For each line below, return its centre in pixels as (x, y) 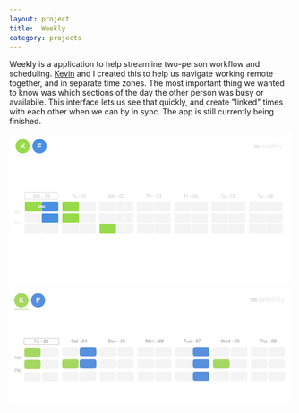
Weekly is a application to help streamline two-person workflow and (135, 64)
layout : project (39, 19)
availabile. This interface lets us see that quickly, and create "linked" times (146, 102)
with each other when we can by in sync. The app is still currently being (142, 112)
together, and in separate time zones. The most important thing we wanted (147, 83)
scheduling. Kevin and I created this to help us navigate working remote (141, 74)
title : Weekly (38, 28)
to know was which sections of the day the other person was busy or (137, 93)
